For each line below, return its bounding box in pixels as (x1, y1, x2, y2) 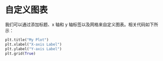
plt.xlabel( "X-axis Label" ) (5, 42, 62, 47)
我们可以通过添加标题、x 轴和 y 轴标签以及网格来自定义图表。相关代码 (5, 21, 146, 27)
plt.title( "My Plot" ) (5, 37, 49, 42)
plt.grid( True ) (5, 51, 36, 56)
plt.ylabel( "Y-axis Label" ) (5, 46, 62, 51)
